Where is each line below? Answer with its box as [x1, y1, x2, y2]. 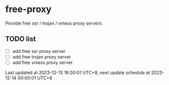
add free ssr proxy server [12, 48, 66, 54]
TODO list [5, 35, 36, 43]
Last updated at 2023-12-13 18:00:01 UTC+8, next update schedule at [5, 69, 150, 75]
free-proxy [5, 4, 52, 15]
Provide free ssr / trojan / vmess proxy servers [5, 20, 102, 26]
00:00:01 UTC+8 [17, 74, 52, 81]
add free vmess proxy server [12, 59, 73, 65]
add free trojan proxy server [12, 54, 71, 60]
